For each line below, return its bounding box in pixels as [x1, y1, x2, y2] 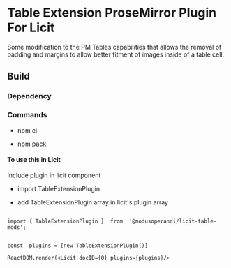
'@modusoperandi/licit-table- [128, 218, 217, 225]
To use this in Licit [7, 156, 61, 164]
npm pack [17, 140, 47, 148]
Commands [7, 110, 47, 120]
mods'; [7, 223, 27, 231]
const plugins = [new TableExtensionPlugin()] [7, 242, 149, 249]
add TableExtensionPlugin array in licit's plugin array [17, 198, 169, 207]
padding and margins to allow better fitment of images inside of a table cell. [7, 50, 225, 59]
